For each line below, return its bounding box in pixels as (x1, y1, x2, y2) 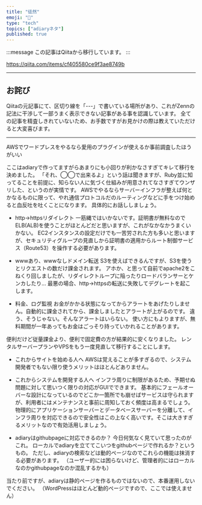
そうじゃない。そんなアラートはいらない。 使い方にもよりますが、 (25, 315, 191, 322)
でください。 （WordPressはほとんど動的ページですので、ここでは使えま (6, 485, 188, 492)
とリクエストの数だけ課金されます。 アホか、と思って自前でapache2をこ (14, 265, 195, 272)
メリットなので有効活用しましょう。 (20, 421, 110, 428)
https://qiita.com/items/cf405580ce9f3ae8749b (6, 61, 125, 68)
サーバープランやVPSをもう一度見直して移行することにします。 (16, 343, 174, 350)
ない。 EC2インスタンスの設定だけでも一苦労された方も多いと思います (20, 229, 195, 236)
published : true (6, 31, 47, 37)
